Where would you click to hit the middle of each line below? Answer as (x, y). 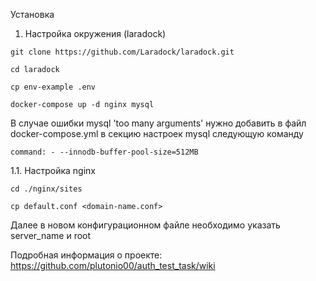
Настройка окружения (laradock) (95, 33)
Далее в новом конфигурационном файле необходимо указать (145, 225)
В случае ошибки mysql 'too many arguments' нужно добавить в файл (158, 123)
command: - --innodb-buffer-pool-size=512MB (104, 152)
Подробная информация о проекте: (86, 255)
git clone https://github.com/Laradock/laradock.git (122, 52)
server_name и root (51, 235)
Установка (32, 14)
